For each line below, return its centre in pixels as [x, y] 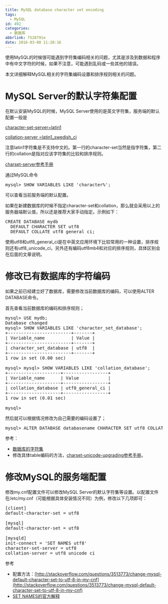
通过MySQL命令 [22, 175]
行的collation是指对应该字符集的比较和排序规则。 [55, 154]
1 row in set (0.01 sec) [35, 398]
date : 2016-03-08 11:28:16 [33, 43]
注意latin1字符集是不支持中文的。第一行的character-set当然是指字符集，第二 [83, 147]
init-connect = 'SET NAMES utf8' [46, 543]
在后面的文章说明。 [25, 254]
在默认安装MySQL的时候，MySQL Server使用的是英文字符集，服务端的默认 [82, 111]
